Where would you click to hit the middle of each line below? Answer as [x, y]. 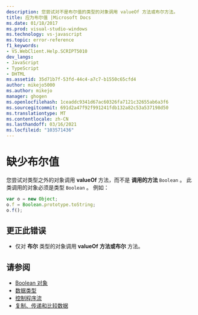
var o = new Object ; [32, 199]
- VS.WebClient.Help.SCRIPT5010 [47, 51]
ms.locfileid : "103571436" [40, 130]
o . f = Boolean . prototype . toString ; [51, 204]
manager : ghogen [27, 96]
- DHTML [16, 74]
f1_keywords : [23, 46]
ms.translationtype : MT [36, 113]
